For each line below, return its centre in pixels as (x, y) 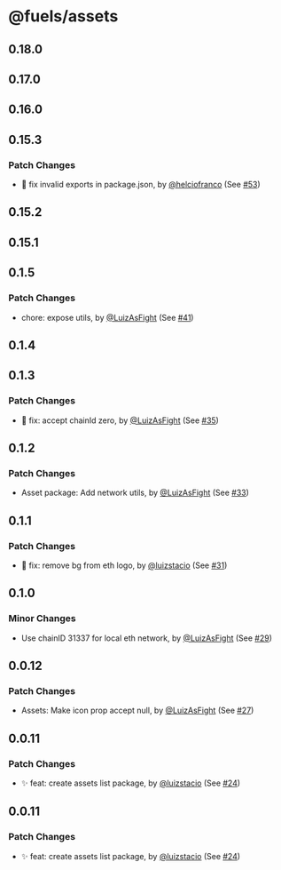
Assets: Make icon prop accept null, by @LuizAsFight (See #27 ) (137, 710)
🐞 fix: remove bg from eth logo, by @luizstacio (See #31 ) (124, 565)
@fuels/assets (63, 16)
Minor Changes (42, 619)
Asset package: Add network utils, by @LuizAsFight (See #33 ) (135, 493)
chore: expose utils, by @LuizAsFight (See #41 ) (107, 317)
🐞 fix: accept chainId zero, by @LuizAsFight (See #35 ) (120, 420)
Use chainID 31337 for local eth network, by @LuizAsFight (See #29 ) (146, 638)
